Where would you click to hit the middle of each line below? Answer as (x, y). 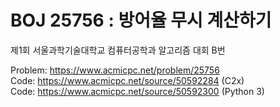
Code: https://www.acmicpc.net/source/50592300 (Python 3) (137, 91)
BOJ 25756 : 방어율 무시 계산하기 (141, 20)
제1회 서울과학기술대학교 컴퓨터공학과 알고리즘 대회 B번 (118, 50)
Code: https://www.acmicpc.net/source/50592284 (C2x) (127, 80)
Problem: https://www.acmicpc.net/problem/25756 (115, 70)
